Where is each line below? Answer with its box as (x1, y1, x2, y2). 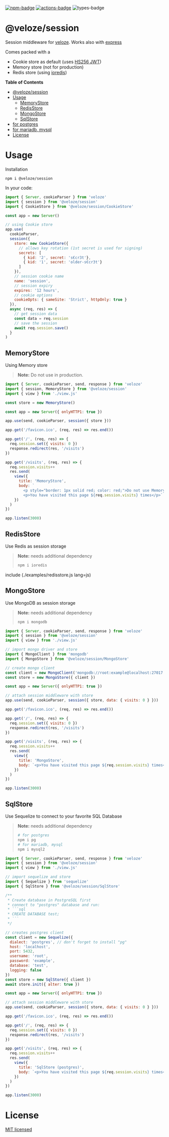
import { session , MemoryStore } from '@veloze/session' (5, 386, 127, 391)
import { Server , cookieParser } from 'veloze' (5, 194, 107, 199)
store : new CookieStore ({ (14, 241, 69, 246)
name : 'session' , (14, 278, 51, 284)
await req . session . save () (14, 326, 69, 331)
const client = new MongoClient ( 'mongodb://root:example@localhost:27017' (5, 670, 165, 675)
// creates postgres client (5, 930, 64, 935)
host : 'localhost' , (10, 944, 51, 949)
